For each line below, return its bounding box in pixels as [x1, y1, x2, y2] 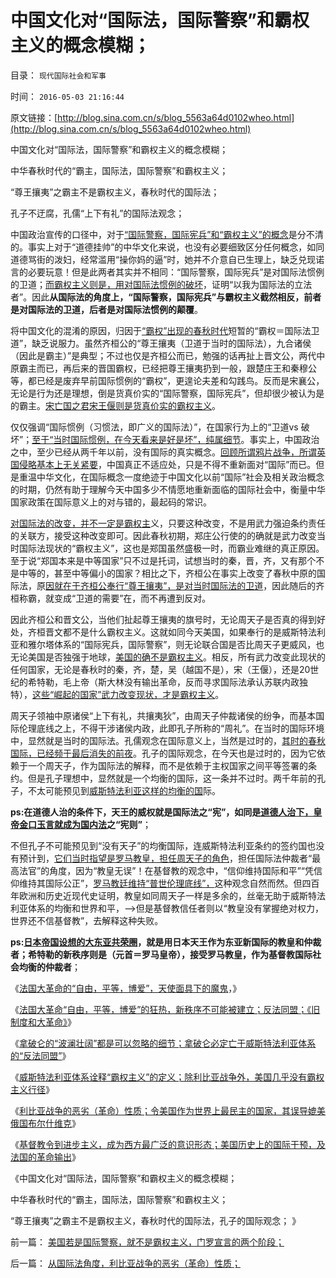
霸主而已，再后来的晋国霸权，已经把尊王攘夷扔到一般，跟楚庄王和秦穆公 [18, 362, 317, 374]
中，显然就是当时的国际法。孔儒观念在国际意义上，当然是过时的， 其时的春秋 [10, 734, 326, 746]
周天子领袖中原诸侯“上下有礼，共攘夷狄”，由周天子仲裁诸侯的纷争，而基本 [10, 709, 317, 721]
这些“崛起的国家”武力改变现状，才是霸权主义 [32, 688, 216, 700]
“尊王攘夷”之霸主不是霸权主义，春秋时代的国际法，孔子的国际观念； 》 [10, 1214, 302, 1226]
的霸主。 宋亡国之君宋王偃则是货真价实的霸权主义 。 [10, 399, 221, 411]
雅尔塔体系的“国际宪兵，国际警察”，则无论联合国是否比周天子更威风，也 [27, 638, 325, 650]
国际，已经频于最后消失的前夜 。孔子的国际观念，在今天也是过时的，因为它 [10, 747, 317, 759]
